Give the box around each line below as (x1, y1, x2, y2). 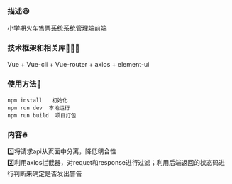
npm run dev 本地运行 (7, 104, 70, 112)
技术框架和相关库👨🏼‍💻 (7, 43, 80, 53)
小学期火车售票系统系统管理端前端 (7, 23, 107, 33)
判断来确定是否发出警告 (13, 169, 82, 178)
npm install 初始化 (7, 97, 68, 104)
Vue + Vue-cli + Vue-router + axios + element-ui (7, 60, 150, 68)
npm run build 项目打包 (7, 112, 77, 119)
